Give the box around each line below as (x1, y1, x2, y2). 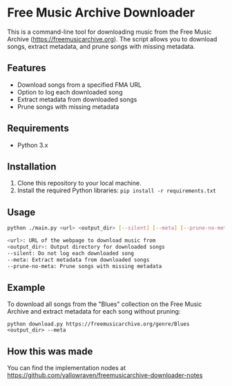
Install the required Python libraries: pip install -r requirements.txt (17, 186, 216, 194)
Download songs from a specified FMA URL (17, 81, 142, 89)
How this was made (7, 345, 93, 357)
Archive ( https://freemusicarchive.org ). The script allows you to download (7, 34, 217, 43)
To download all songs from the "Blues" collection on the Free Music (7, 300, 202, 308)
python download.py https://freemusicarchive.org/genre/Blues (7, 321, 190, 328)
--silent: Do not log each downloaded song (7, 250, 135, 256)
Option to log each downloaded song (17, 88, 123, 96)
